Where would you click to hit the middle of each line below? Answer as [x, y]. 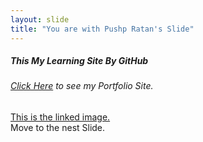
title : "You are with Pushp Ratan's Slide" [102, 29]
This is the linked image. [60, 117]
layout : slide [40, 19]
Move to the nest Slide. [58, 128]
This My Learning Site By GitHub [79, 61]
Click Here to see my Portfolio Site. [82, 86]
